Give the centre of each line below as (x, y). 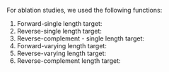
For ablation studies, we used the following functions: (84, 10)
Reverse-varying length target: (62, 53)
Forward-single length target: (59, 23)
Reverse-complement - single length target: (81, 38)
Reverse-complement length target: (69, 61)
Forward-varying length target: (62, 46)
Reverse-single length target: (59, 31)
